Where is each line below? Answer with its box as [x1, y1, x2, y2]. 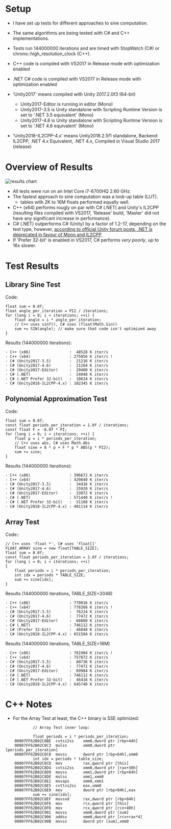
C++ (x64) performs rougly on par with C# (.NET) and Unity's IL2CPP [12, 204, 159, 210]
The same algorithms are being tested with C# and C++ [12, 30, 130, 36]
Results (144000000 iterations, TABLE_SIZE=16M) [5, 640, 110, 646]
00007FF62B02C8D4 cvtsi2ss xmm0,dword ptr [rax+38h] [14, 765, 138, 771]
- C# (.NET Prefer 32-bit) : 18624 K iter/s [5, 376, 109, 381]
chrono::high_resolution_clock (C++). [12, 51, 91, 57]
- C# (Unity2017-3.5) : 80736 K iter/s [5, 659, 109, 664]
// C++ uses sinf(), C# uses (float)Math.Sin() [14, 322, 117, 327]
